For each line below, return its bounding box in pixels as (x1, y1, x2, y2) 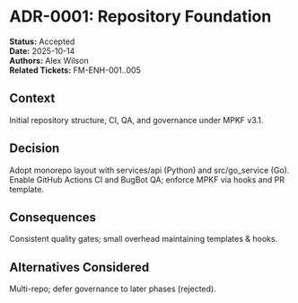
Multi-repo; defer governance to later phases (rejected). (9, 283, 217, 294)
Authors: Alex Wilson (9, 55, 89, 66)
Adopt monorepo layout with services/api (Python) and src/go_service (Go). (9, 165, 290, 175)
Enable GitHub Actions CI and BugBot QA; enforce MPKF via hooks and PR (9, 174, 285, 185)
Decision (9, 141, 60, 156)
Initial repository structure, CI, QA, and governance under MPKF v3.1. (9, 114, 264, 125)
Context (9, 91, 56, 106)
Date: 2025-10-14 (9, 45, 75, 56)
